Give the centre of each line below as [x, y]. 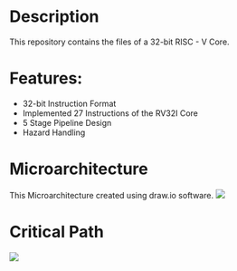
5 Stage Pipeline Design [67, 122]
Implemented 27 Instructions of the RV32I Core [110, 113]
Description [54, 17]
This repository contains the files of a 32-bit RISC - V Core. [119, 42]
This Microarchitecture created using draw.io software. [112, 195]
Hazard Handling [54, 132]
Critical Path [57, 232]
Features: [46, 78]
